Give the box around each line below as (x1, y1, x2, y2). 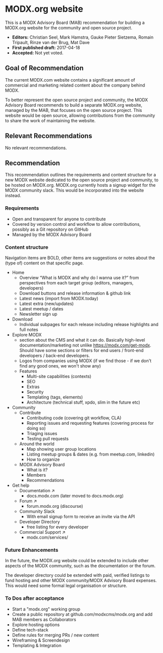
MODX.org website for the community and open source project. (5, 24, 132, 30)
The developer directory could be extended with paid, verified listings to (5, 572, 150, 578)
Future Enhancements (5, 546, 58, 553)
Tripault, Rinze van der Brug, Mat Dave (12, 39, 90, 45)
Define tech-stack (12, 627, 49, 632)
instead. (5, 193, 21, 198)
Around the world (19, 441, 54, 447)
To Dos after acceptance (5, 595, 64, 602)
